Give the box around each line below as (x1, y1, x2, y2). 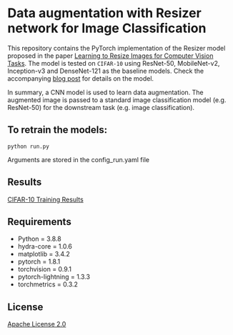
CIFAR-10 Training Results (7, 195, 84, 204)
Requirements (7, 216, 71, 228)
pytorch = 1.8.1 (17, 257, 61, 266)
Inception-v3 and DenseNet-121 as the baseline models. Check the (7, 66, 204, 75)
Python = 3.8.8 (17, 234, 62, 244)
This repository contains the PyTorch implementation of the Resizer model (7, 44, 226, 52)
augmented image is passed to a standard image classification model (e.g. (7, 95, 227, 104)
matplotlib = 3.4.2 (17, 250, 70, 259)
